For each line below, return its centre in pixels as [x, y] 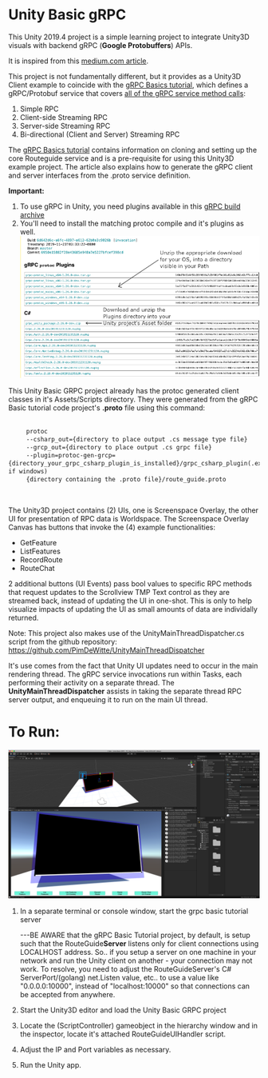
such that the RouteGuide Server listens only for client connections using [139, 944]
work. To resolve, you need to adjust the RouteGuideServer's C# [126, 969]
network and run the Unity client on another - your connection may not [136, 960]
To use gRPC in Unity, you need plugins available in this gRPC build [130, 206]
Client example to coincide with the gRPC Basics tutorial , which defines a [128, 85]
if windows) [28, 471]
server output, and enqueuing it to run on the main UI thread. [108, 699]
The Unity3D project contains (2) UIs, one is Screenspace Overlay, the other [134, 510]
